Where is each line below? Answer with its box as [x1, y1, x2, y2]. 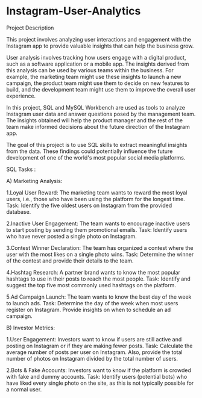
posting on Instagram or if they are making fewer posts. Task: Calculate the [6, 342, 193, 349]
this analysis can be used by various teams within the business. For [6, 66, 174, 73]
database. [6, 208, 31, 215]
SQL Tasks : [6, 166, 36, 173]
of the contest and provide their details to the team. [6, 257, 134, 264]
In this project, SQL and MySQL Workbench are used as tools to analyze [6, 104, 186, 111]
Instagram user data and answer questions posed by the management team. [6, 110, 196, 117]
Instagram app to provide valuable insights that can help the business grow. [6, 42, 194, 49]
